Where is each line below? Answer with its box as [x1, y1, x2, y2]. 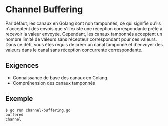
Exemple [5, 94, 33, 103]
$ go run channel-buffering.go [5, 108, 71, 113]
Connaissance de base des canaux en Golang [12, 74, 108, 81]
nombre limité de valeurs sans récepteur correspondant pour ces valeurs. [5, 36, 157, 42]
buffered [5, 112, 24, 117]
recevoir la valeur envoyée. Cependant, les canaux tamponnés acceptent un [5, 31, 163, 37]
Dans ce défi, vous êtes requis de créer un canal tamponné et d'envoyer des [5, 41, 163, 47]
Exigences [5, 61, 39, 70]
